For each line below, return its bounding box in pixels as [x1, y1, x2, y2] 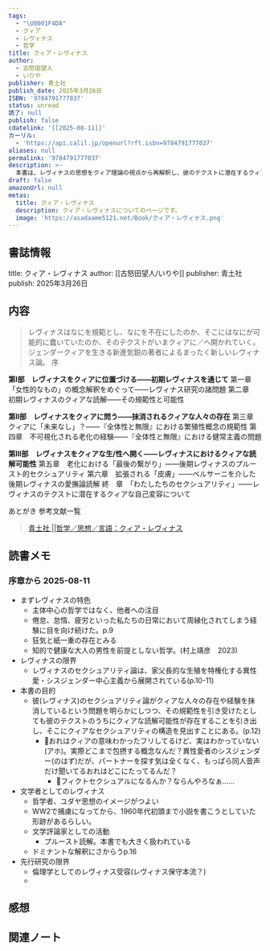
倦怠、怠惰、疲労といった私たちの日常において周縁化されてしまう [31, 615, 251, 624]
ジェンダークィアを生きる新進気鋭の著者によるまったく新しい [27, 347, 232, 356]
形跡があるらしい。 [31, 816, 96, 825]
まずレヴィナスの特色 [19, 595, 91, 604]
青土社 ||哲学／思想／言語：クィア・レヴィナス [27, 523, 183, 533]
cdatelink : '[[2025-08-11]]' [8, 124, 106, 132]
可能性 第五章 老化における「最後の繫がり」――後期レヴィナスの [14, 459, 235, 468]
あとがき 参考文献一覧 [8, 506, 81, 516]
